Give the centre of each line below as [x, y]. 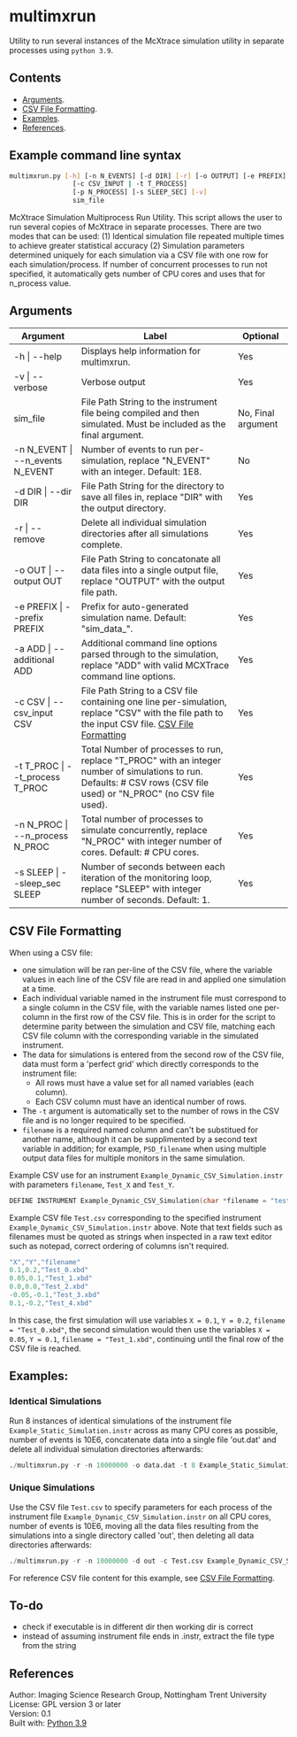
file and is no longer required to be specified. [104, 1120]
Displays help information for [141, 351]
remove [30, 539]
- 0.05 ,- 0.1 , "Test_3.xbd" [55, 1295]
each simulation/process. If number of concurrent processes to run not [138, 265]
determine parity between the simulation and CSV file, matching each [148, 1026]
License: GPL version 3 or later [65, 1704]
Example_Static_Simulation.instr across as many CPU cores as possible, [144, 1430]
